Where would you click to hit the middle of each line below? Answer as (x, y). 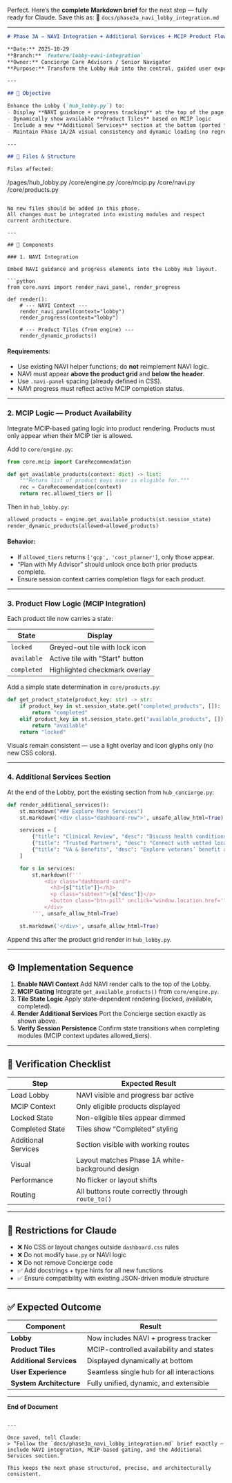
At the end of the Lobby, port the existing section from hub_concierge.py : (111, 792)
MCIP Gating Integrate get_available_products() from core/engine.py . (118, 992)
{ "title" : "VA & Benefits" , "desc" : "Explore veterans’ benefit (126, 850)
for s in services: (48, 868)
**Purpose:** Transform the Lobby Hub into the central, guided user (109, 69)
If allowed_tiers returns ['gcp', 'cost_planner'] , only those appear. (116, 556)
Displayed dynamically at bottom (140, 1360)
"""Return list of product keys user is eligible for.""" (105, 481)
